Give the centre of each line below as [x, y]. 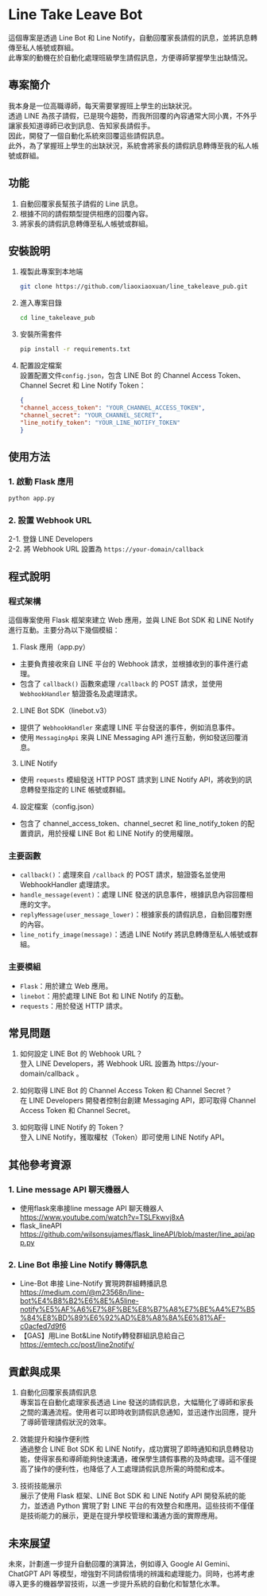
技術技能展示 [41, 1486]
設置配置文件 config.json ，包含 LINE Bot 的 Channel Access [118, 375]
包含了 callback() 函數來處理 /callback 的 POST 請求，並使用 [121, 683]
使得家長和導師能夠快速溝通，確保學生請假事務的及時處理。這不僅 [142, 1459]
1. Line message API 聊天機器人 [69, 1189]
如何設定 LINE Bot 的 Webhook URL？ [81, 1054]
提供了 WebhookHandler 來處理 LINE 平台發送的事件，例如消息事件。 [130, 727]
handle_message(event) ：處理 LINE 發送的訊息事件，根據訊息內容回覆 [133, 895]
